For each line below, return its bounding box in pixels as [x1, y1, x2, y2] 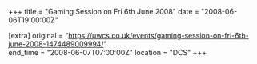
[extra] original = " [8, 31, 69, 40]
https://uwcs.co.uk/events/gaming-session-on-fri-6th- [67, 31, 250, 40]
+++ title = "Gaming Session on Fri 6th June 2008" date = [8, 7, 200, 16]
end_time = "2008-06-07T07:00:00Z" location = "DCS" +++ [8, 48, 207, 57]
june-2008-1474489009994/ [8, 39, 104, 49]
